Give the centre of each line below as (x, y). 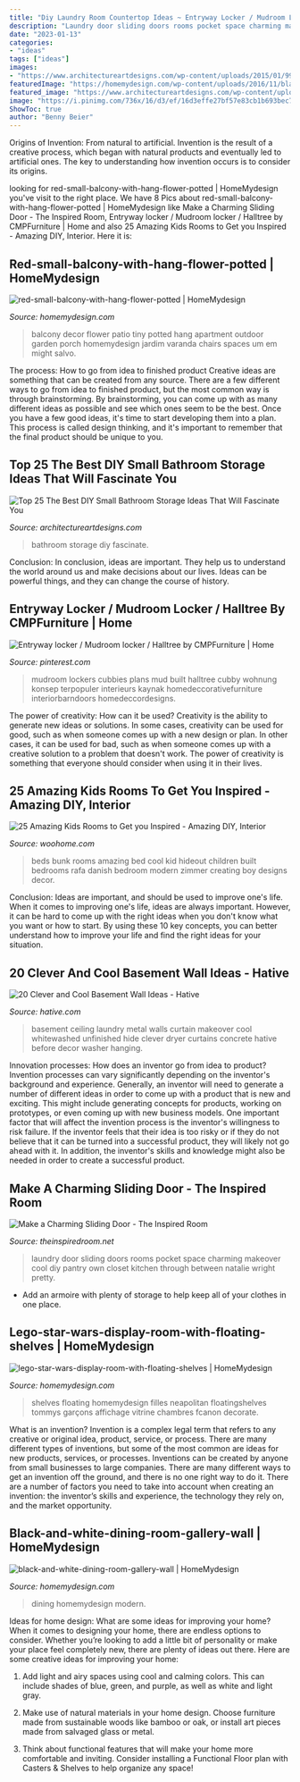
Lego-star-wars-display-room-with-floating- (137, 1332)
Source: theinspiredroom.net (62, 1241)
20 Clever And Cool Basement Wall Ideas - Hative (150, 973)
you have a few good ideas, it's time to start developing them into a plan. (143, 417)
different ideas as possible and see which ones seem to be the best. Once (146, 408)
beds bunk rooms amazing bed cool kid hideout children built (144, 861)
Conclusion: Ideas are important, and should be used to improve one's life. (146, 897)
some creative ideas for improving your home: (94, 1659)
